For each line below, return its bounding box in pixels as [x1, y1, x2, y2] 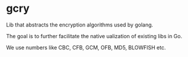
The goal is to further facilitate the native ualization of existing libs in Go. [6, 32, 182, 39]
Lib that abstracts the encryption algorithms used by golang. [6, 21, 154, 28]
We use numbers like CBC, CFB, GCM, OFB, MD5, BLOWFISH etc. [6, 43, 166, 51]
